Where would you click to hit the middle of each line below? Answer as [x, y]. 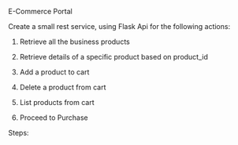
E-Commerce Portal [40, 11]
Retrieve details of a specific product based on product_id [114, 57]
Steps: [19, 133]
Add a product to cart [54, 72]
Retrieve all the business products [74, 42]
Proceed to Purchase [54, 118]
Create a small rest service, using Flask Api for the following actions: [119, 26]
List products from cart [57, 102]
